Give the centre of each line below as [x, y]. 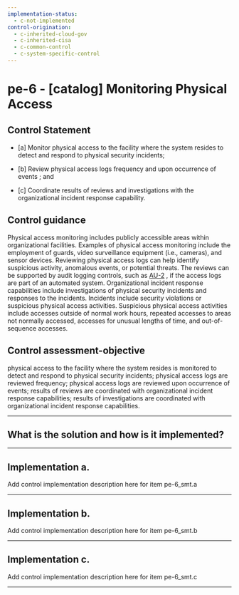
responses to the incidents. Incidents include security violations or [105, 298]
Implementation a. [49, 467]
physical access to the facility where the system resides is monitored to [112, 368]
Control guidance [47, 221]
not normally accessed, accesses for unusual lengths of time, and [104, 321]
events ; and [36, 176]
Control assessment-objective [76, 351]
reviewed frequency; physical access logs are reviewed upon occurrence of [119, 383]
